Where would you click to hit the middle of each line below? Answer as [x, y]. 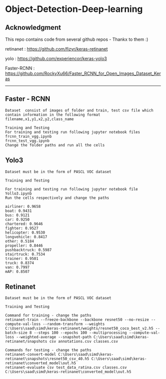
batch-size [16, 333]
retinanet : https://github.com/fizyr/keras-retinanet [57, 49]
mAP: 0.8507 [17, 271]
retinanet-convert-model [31, 355]
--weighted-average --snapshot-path [54, 337]
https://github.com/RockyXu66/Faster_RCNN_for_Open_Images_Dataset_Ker [83, 73]
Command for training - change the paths [48, 316]
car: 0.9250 [17, 219]
